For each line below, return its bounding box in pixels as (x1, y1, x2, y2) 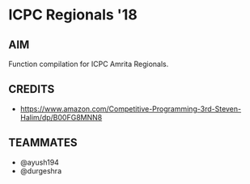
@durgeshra (19, 165, 62, 175)
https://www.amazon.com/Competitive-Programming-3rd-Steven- (19, 103, 241, 114)
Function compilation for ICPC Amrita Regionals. (8, 59, 169, 69)
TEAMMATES (8, 136, 78, 150)
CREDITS (8, 82, 55, 96)
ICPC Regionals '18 (8, 6, 138, 24)
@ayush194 (19, 157, 59, 167)
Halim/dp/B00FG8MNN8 (19, 112, 103, 122)
